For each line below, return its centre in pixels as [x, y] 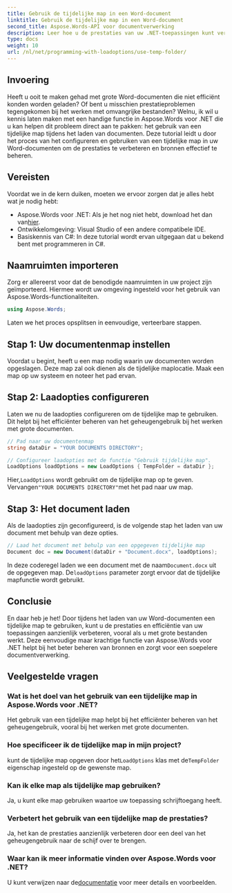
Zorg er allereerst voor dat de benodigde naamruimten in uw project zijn [109, 282]
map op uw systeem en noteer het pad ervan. [72, 376]
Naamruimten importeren [63, 266]
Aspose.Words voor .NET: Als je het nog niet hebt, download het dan [115, 214]
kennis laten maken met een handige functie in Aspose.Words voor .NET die [115, 119]
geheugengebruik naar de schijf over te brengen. [77, 841]
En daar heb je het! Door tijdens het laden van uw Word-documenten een [111, 618]
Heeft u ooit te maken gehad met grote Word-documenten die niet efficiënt [114, 97]
